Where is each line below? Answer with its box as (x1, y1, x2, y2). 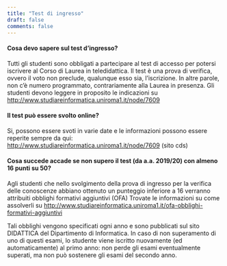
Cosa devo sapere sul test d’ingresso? (7, 44, 118, 52)
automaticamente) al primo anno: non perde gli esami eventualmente (7, 243, 201, 252)
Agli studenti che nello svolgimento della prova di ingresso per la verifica (7, 179, 212, 187)
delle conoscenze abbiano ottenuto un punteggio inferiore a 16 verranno (7, 186, 211, 195)
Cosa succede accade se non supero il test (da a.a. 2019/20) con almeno (7, 157, 218, 165)
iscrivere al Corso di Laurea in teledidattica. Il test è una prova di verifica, (7, 66, 213, 75)
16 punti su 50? (7, 164, 51, 172)
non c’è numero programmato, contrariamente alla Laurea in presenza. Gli (7, 81, 215, 89)
